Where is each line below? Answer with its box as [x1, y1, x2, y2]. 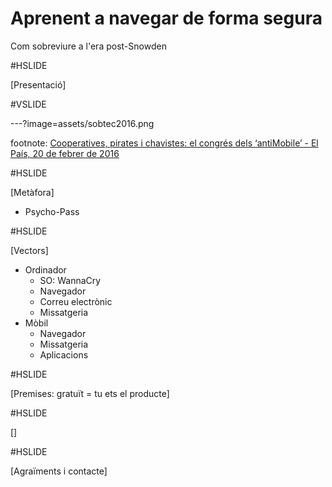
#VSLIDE [10, 98, 47, 110]
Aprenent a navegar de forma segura [10, 7, 323, 30]
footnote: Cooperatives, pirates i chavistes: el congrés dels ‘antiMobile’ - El [10, 137, 319, 149]
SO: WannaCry [39, 274, 102, 286]
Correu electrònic [39, 295, 113, 307]
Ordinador [24, 263, 67, 276]
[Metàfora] [10, 186, 55, 198]
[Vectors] [10, 244, 49, 256]
